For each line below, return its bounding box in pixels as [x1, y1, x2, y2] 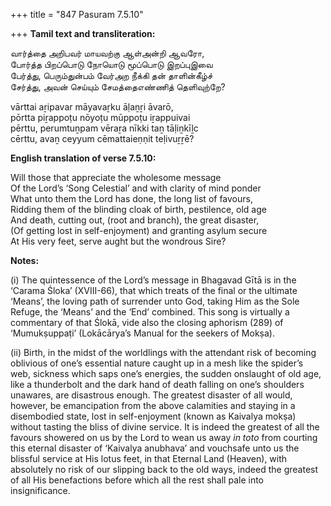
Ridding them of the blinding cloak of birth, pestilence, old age [10, 204, 267, 215]
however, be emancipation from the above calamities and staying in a [10, 400, 296, 411]
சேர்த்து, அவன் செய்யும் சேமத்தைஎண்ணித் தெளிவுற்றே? [10, 81, 226, 93]
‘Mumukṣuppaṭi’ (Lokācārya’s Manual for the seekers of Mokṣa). [10, 327, 275, 339]
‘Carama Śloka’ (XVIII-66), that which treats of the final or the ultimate [10, 285, 298, 296]
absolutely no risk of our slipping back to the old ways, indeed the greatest [10, 464, 319, 475]
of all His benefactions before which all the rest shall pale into [10, 474, 265, 486]
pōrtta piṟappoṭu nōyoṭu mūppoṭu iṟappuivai [10, 112, 191, 123]
